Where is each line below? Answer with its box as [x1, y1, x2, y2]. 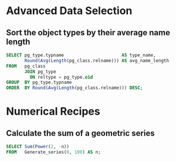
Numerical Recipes [6, 105, 101, 118]
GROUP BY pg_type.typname [6, 79, 72, 86]
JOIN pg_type [24, 69, 57, 75]
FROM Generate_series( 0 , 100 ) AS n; [6, 149, 101, 155]
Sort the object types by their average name [6, 28, 170, 38]
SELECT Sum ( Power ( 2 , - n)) [6, 144, 69, 150]
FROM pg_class [6, 63, 46, 69]
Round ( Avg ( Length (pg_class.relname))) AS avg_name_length [24, 58, 169, 63]
